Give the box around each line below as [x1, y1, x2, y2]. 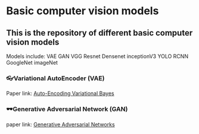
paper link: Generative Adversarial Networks [6, 120, 115, 128]
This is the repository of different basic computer [6, 28, 193, 38]
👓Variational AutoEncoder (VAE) [6, 74, 105, 82]
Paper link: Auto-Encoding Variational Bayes [6, 90, 114, 97]
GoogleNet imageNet [6, 59, 58, 66]
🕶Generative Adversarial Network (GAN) [6, 105, 128, 113]
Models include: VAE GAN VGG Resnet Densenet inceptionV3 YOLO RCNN [6, 53, 189, 60]
